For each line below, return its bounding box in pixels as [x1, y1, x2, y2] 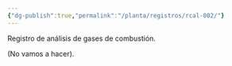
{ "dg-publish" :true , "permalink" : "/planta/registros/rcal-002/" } [7, 11, 225, 20]
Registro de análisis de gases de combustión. [7, 33, 157, 43]
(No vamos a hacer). [7, 49, 75, 58]
